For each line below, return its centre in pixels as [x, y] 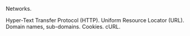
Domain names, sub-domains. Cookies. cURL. [63, 27]
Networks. [19, 9]
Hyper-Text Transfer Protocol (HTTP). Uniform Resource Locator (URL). [95, 20]
